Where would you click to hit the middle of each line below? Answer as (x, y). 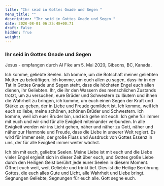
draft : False (18, 28)
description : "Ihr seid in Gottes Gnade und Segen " (60, 19)
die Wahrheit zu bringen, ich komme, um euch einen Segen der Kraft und (79, 101)
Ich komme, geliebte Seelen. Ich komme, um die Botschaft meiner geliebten (82, 75)
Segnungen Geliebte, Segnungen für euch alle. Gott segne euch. (71, 178)
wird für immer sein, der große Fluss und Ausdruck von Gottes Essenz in (79, 137)
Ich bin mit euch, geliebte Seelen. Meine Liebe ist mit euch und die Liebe (79, 152)
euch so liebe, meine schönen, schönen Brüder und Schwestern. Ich (74, 111)
